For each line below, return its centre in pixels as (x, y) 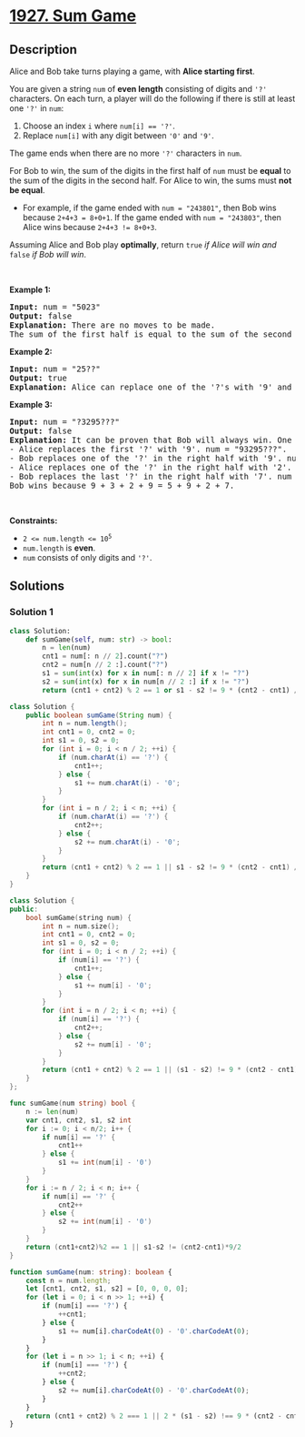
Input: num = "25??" (55, 369)
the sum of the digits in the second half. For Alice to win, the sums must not (151, 180)
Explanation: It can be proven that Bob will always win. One (151, 440)
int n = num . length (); (85, 724)
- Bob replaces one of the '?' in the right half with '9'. (146, 458)
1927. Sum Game (73, 16)
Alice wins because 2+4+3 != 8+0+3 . (89, 227)
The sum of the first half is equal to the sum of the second (151, 334)
